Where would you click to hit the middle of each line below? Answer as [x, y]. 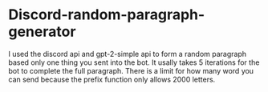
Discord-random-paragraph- [107, 15]
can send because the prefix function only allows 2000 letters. [112, 79]
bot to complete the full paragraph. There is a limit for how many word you [131, 70]
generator [42, 32]
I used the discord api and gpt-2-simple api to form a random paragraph [128, 54]
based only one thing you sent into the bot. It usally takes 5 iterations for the [134, 62]
